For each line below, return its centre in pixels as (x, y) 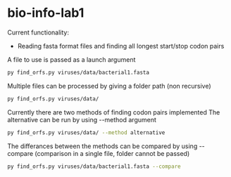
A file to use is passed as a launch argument (71, 59)
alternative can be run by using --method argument (82, 119)
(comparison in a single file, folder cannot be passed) (112, 153)
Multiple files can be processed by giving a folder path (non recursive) (109, 86)
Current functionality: (38, 32)
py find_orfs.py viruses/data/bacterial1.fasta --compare (94, 166)
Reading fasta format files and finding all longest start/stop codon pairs (121, 46)
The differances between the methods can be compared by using (102, 146)
